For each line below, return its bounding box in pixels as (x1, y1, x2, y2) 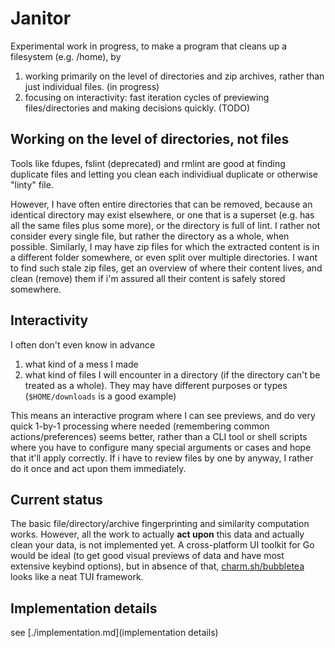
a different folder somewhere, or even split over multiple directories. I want (10, 251, 318, 263)
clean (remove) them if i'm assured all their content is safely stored (10, 272, 286, 284)
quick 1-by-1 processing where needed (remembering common (10, 420, 270, 432)
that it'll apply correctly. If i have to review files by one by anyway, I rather (10, 452, 314, 464)
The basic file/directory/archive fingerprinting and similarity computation (10, 518, 310, 530)
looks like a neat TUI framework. (10, 571, 144, 583)
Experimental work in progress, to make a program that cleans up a (10, 40, 288, 52)
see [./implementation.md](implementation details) (10, 627, 219, 639)
